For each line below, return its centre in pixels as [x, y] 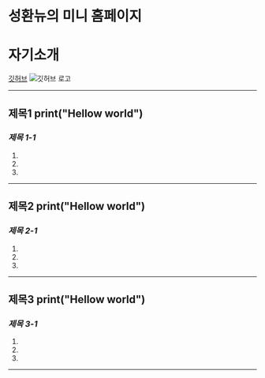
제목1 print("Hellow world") [76, 113]
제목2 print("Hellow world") [77, 206]
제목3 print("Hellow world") [77, 299]
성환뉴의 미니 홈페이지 [75, 16]
